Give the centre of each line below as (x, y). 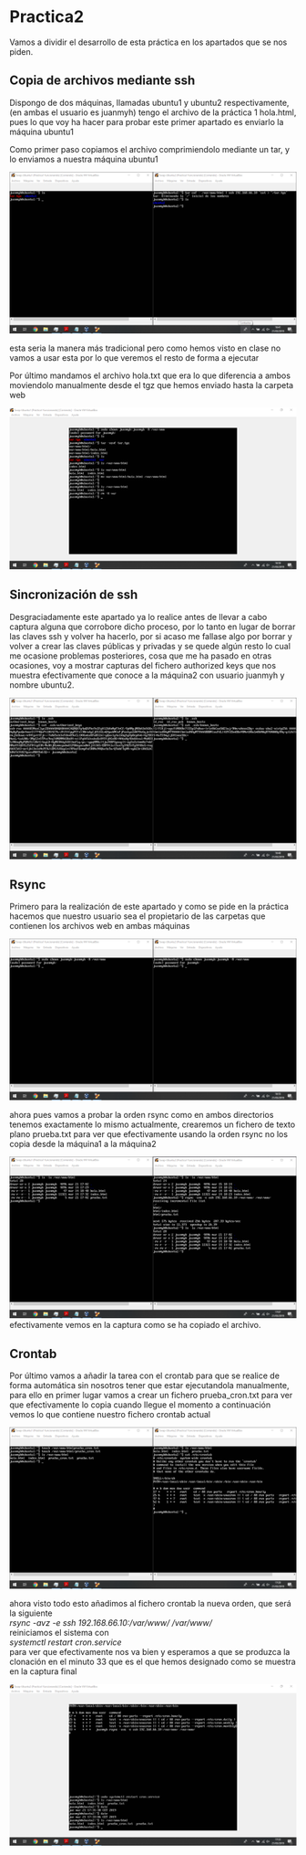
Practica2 (47, 17)
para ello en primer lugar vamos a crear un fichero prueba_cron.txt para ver (151, 1396)
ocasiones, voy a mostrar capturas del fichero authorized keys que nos (143, 665)
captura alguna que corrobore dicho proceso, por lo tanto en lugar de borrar (153, 627)
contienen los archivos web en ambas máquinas (100, 926)
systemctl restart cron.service (66, 1642)
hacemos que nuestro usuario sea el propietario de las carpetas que (138, 916)
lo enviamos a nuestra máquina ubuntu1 (84, 159)
